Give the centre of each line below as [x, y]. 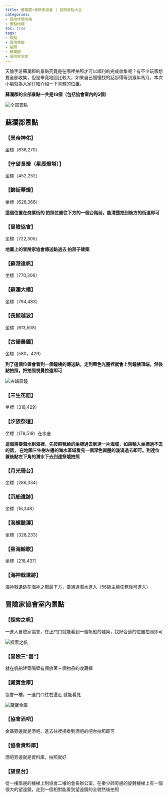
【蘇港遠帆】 [21, 263]
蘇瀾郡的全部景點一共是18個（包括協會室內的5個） [57, 94]
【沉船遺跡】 [21, 496]
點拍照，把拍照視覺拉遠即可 [34, 371]
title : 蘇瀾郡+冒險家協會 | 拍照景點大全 [44, 10]
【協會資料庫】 [23, 745]
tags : [11, 33]
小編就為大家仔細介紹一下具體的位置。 [44, 84]
